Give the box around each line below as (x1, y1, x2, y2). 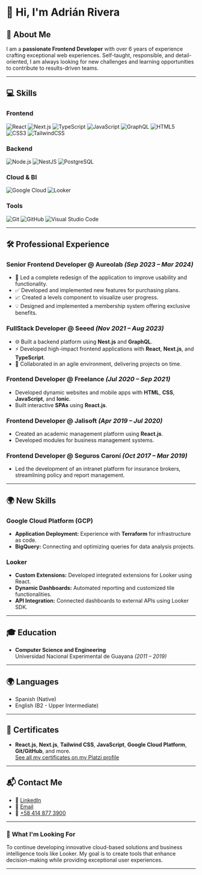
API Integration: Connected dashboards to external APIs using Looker (14, 597, 189, 604)
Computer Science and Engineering (14, 646, 106, 654)
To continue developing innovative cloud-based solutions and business (6, 843, 183, 850)
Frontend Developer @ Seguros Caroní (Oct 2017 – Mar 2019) (6, 452, 188, 460)
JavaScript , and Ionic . (14, 395, 71, 402)
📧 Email (14, 803, 34, 810)
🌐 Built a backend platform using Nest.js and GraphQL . (14, 338, 153, 345)
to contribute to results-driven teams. (6, 64, 99, 72)
